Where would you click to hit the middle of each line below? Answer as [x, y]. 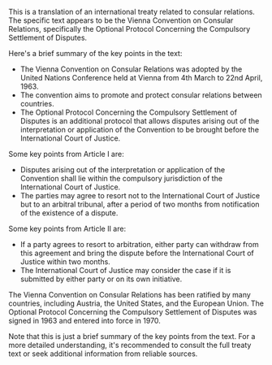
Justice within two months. [65, 262]
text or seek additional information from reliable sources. [103, 354]
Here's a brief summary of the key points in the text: [95, 53]
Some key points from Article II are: [67, 228]
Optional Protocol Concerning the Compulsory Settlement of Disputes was [133, 312]
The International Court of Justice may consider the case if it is [125, 270]
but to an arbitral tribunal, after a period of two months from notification [140, 204]
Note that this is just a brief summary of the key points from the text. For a [132, 336]
